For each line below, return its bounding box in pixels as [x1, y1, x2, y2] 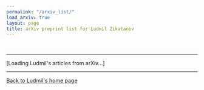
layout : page [6, 20, 39, 26]
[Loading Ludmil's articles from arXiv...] [6, 60, 105, 67]
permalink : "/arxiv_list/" [6, 8, 75, 15]
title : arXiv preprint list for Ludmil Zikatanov [6, 25, 135, 32]
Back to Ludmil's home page [6, 77, 78, 85]
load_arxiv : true [6, 14, 50, 21]
